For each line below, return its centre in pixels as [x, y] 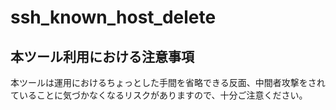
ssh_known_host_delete [113, 17]
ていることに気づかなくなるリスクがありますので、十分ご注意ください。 [159, 95]
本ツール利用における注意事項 [102, 56]
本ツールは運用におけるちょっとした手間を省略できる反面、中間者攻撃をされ [168, 82]
